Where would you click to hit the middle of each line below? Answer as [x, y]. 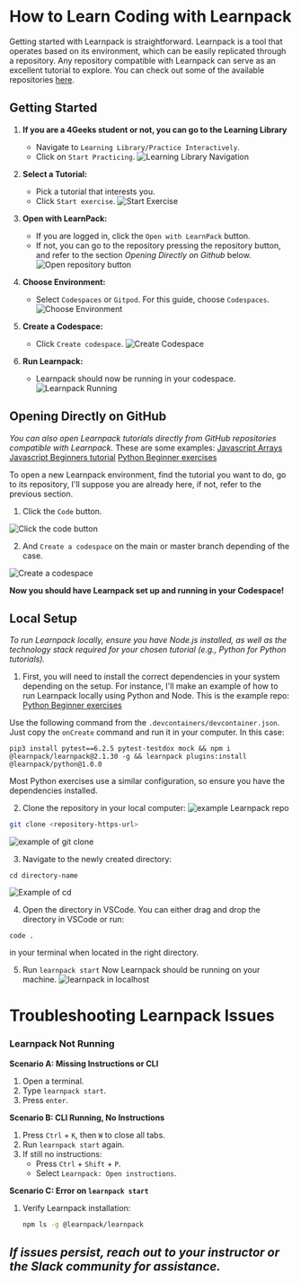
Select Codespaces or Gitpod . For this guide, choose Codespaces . [152, 299]
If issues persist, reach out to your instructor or [145, 1252]
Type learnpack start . [64, 1091]
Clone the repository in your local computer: [104, 808]
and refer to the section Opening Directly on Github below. [143, 254]
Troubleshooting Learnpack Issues [142, 1016]
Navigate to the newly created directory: [97, 860]
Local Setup [44, 618]
